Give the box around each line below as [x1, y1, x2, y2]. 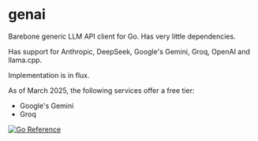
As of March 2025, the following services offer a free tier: [8, 85, 195, 95]
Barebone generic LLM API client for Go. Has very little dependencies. [8, 32, 236, 41]
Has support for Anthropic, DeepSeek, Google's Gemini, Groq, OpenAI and [8, 46, 251, 56]
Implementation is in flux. [8, 70, 90, 80]
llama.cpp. [8, 55, 42, 65]
